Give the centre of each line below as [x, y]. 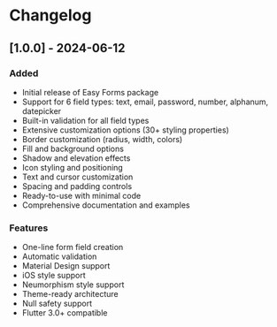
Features [29, 228]
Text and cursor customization [77, 177]
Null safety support [57, 304]
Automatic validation [59, 256]
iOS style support [54, 276]
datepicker [42, 110]
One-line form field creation [73, 247]
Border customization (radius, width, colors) [102, 139]
